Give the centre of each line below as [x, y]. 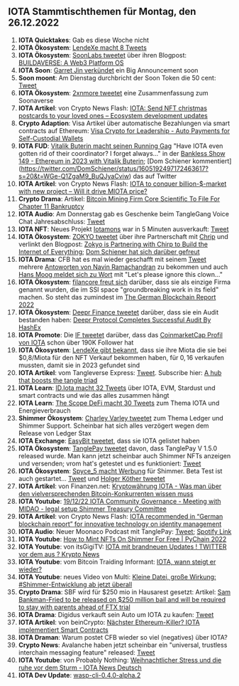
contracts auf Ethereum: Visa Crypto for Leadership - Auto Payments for [124, 130]
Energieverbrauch [45, 410]
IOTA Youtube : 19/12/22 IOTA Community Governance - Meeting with [120, 501]
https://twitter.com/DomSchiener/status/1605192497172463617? [115, 168]
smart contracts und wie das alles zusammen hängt [94, 395]
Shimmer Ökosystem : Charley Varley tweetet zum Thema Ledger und [121, 418]
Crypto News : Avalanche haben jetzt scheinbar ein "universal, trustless [123, 645]
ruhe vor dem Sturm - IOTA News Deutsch [80, 667]
